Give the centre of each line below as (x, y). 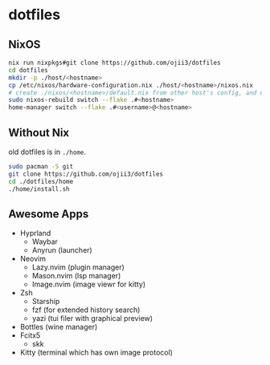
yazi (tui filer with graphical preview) (92, 318)
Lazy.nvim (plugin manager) (78, 267)
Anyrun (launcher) (62, 250)
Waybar (45, 241)
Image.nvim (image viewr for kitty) (89, 284)
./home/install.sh (39, 189)
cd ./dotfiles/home (41, 181)
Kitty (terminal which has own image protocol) (96, 353)
